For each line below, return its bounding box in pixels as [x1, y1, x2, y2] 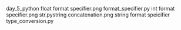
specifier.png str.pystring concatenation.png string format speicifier [6, 11, 170, 18]
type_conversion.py [6, 18, 54, 24]
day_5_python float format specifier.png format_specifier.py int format [6, 5, 175, 12]
